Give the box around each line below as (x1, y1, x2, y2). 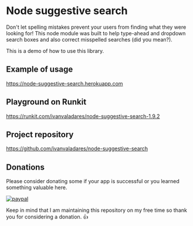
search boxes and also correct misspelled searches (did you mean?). (6, 36, 173, 43)
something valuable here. (6, 184, 67, 191)
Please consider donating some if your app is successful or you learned (6, 178, 180, 185)
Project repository (6, 129, 74, 139)
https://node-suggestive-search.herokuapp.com (6, 80, 123, 87)
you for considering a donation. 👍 (6, 213, 89, 221)
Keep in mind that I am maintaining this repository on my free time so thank (6, 207, 188, 214)
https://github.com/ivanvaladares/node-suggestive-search (6, 145, 148, 152)
